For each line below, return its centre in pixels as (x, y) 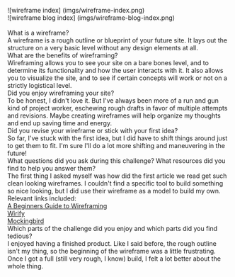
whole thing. (25, 266)
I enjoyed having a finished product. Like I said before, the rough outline (112, 243)
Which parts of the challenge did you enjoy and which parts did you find (113, 228)
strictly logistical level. (40, 85)
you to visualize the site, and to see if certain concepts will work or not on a (117, 78)
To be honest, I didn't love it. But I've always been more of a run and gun (113, 101)
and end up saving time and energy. (59, 123)
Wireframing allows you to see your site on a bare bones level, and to (108, 63)
